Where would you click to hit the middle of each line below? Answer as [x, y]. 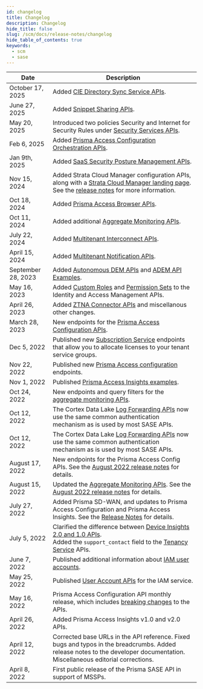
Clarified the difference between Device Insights [121, 526]
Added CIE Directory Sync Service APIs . [109, 92]
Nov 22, [21, 365]
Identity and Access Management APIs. [108, 295]
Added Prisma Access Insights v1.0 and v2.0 [116, 619]
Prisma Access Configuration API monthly [112, 594]
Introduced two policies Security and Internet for [121, 123]
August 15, [25, 484]
